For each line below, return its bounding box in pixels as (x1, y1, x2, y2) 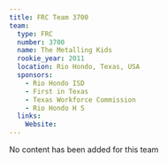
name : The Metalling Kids (17, 46, 113, 55)
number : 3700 (17, 37, 65, 47)
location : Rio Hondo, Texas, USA (17, 63, 140, 72)
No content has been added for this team (9, 144, 159, 155)
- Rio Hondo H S (25, 104, 86, 112)
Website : (25, 120, 57, 129)
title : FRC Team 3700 (9, 12, 89, 22)
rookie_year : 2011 (17, 54, 86, 63)
